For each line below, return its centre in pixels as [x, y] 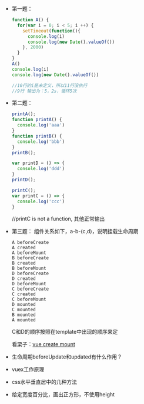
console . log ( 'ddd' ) [41, 169]
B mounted [24, 315]
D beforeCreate [30, 273]
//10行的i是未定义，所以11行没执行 [49, 85]
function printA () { [37, 120]
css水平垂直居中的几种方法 [44, 382]
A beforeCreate [30, 243]
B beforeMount [29, 268]
